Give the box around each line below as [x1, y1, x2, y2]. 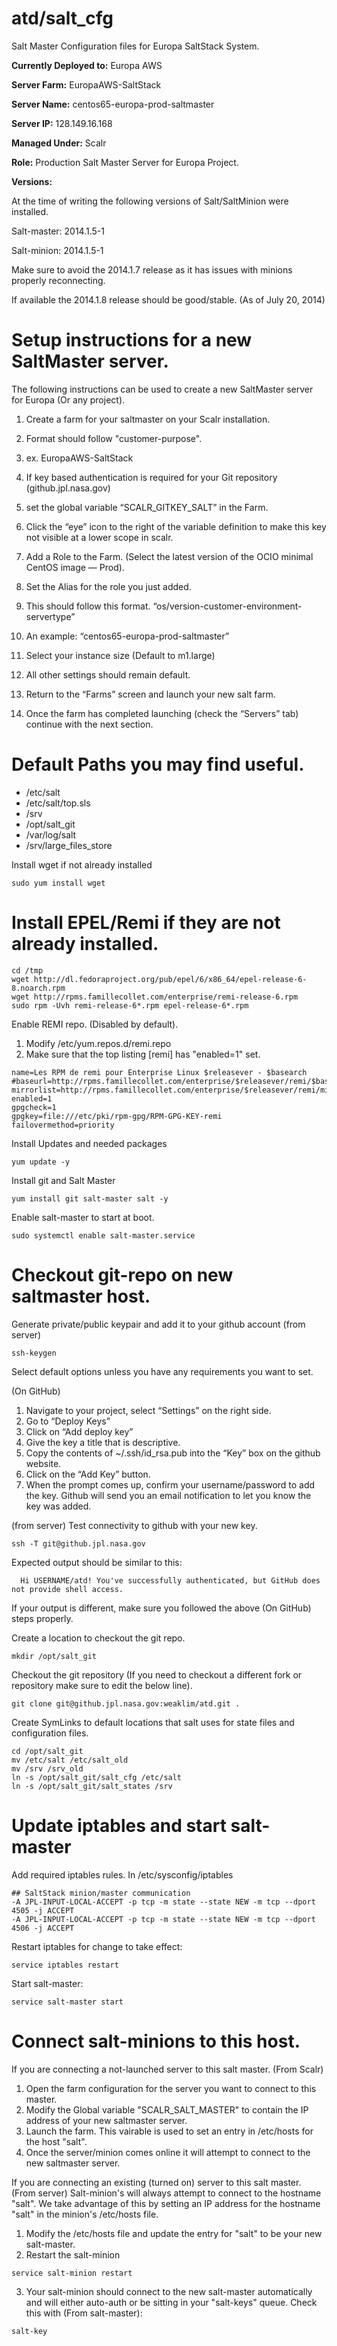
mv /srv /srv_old [11, 1763, 84, 1774]
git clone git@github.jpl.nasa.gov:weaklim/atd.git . [11, 1698, 241, 1709]
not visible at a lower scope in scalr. [25, 531, 174, 543]
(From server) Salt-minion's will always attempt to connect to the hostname [11, 2187, 322, 2199]
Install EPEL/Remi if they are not [11, 912, 281, 934]
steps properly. [11, 1612, 74, 1624]
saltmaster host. [11, 1285, 151, 1307]
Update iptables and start [11, 1814, 227, 1837]
